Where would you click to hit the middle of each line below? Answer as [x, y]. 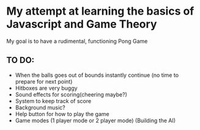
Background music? [40, 107]
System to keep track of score [53, 101]
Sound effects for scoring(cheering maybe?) [71, 94]
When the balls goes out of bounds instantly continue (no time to [97, 75]
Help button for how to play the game [62, 114]
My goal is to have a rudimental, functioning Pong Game [77, 41]
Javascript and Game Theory [82, 24]
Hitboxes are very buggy [46, 88]
